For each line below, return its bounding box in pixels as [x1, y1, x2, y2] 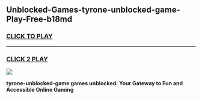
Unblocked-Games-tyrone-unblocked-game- [6, 5, 180, 15]
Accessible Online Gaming [6, 86, 74, 93]
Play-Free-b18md [6, 14, 73, 25]
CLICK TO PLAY [6, 32, 53, 41]
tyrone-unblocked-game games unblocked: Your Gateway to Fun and [6, 79, 183, 86]
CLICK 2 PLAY [6, 55, 48, 63]
